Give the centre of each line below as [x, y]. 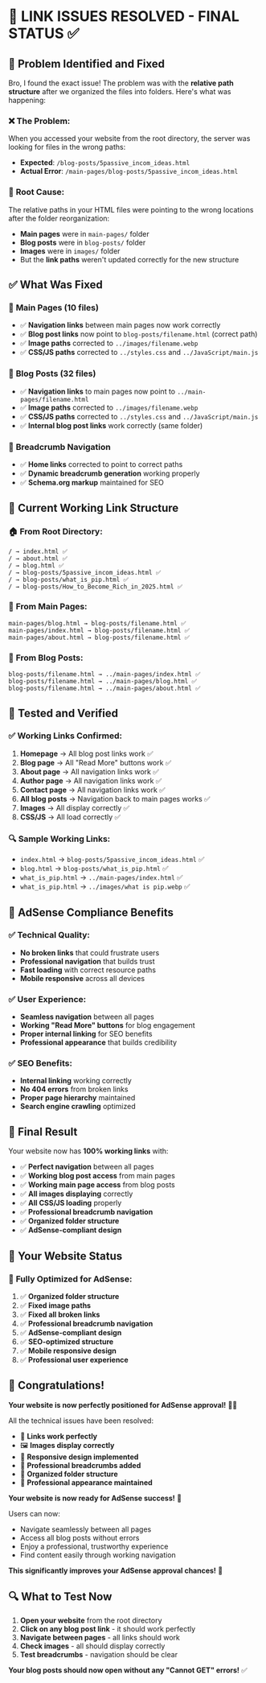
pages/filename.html [54, 399]
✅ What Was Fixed [55, 285]
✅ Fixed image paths [55, 1305]
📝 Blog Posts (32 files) [52, 373]
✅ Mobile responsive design [68, 1351]
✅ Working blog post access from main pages [97, 1176]
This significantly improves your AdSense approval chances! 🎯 [116, 1570]
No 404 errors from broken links [74, 1089]
